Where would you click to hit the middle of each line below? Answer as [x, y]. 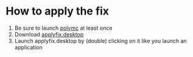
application [29, 47]
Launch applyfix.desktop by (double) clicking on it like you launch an [100, 41]
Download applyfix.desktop [49, 34]
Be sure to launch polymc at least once [63, 28]
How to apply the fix [58, 11]
